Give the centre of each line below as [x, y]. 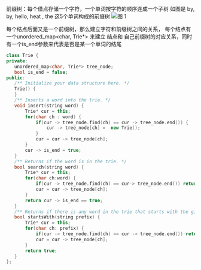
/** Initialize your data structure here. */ [72, 83]
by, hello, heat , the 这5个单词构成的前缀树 [58, 16]
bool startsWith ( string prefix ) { [57, 217]
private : [17, 61]
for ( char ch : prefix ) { [54, 229]
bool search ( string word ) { [49, 167]
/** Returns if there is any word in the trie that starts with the [101, 212]
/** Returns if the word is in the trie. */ [71, 161]
